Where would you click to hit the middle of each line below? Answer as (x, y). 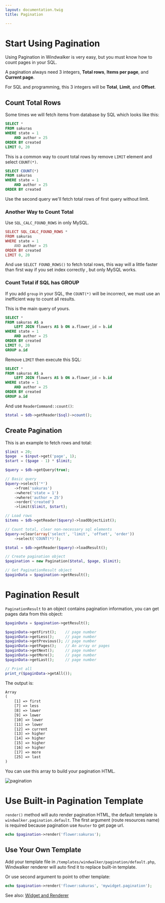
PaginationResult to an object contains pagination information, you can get (82, 609)
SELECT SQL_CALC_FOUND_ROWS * (37, 232)
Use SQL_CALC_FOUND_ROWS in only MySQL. (47, 223)
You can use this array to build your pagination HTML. (60, 771)
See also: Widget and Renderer (37, 896)
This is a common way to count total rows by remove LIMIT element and (79, 156)
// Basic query (21, 479)
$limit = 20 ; (19, 452)
